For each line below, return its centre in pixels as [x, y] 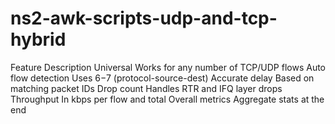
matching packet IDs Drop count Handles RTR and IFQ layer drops [146, 88]
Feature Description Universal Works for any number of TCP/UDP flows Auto [168, 67]
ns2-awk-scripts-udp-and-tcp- [144, 18]
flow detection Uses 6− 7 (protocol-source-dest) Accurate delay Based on [162, 78]
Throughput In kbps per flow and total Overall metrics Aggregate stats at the [167, 99]
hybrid [38, 39]
